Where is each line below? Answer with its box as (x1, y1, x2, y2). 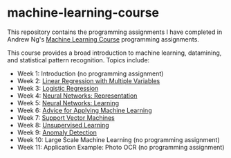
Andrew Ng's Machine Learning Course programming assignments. (7, 35, 199, 43)
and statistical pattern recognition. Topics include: (7, 55, 150, 64)
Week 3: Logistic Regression (17, 84, 99, 92)
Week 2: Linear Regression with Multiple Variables (17, 76, 160, 85)
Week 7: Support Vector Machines (17, 113, 115, 122)
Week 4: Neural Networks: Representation (17, 91, 138, 100)
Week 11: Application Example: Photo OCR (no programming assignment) (17, 143, 225, 151)
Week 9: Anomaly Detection (17, 128, 97, 137)
